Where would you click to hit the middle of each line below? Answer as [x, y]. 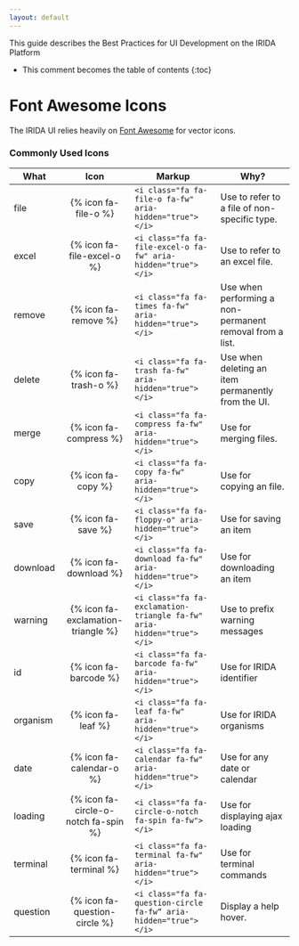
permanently [247, 390]
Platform [25, 52]
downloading [247, 567]
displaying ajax [251, 816]
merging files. [249, 438]
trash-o [87, 385]
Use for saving [251, 518]
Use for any [245, 756]
